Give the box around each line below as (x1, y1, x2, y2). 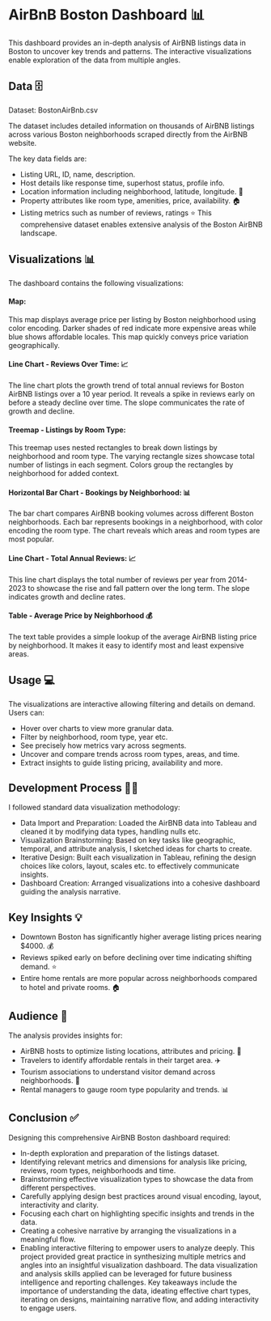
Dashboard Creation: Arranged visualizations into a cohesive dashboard (19, 878, 260, 888)
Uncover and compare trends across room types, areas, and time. (19, 749, 240, 758)
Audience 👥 (8, 1009, 68, 1023)
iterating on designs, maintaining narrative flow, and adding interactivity (19, 1294, 259, 1304)
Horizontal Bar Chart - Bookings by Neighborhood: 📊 (8, 487, 191, 497)
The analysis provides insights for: (8, 1030, 123, 1040)
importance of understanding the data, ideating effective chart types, (19, 1285, 251, 1295)
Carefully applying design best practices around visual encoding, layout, (19, 1191, 261, 1201)
